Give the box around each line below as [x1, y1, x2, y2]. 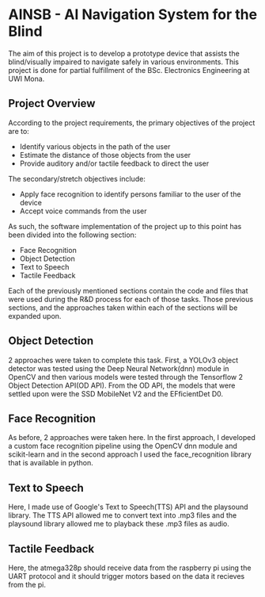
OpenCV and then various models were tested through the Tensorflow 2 [8, 372, 244, 381]
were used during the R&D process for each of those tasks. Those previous [8, 294, 254, 304]
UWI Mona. [8, 74, 45, 83]
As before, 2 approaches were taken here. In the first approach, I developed [8, 433, 256, 442]
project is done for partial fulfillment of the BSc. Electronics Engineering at [8, 65, 250, 75]
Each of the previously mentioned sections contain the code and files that [8, 285, 248, 295]
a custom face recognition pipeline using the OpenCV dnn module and [8, 442, 237, 451]
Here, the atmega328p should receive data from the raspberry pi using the [8, 563, 252, 572]
